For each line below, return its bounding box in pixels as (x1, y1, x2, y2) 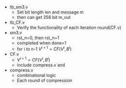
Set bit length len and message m (16, 9, 84, 15)
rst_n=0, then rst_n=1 (16, 35, 60, 41)
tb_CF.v (9, 19, 25, 25)
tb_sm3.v (9, 4, 28, 10)
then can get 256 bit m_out (16, 15, 71, 20)
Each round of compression (16, 77, 73, 84)
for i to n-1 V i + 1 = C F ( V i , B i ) (16, 45, 72, 52)
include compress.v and (16, 62, 65, 68)
